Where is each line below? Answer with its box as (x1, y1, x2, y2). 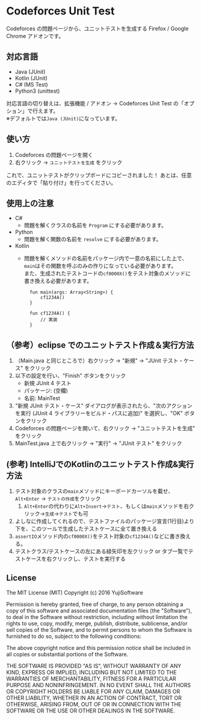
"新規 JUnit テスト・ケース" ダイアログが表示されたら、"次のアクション (14, 402, 193, 410)
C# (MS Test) (14, 81, 48, 88)
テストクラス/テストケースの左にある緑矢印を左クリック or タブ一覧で (14, 548, 188, 555)
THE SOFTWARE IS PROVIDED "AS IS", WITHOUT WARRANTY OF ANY (6, 662, 182, 669)
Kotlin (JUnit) (14, 74, 48, 82)
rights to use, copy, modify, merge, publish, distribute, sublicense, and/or (6, 620, 188, 627)
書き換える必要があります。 (23, 277, 92, 285)
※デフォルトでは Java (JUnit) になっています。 (6, 114, 120, 122)
